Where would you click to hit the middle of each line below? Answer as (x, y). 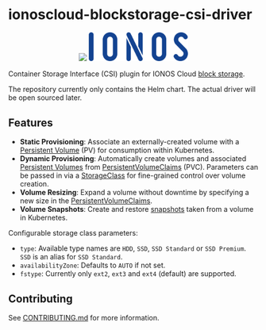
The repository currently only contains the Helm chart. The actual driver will (132, 90)
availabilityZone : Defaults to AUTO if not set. (93, 265)
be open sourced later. (45, 98)
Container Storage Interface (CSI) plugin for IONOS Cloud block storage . (127, 74)
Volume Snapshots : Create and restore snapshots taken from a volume (137, 209)
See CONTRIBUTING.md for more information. (84, 317)
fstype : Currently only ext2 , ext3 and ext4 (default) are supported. (128, 274)
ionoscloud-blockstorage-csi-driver (130, 15)
